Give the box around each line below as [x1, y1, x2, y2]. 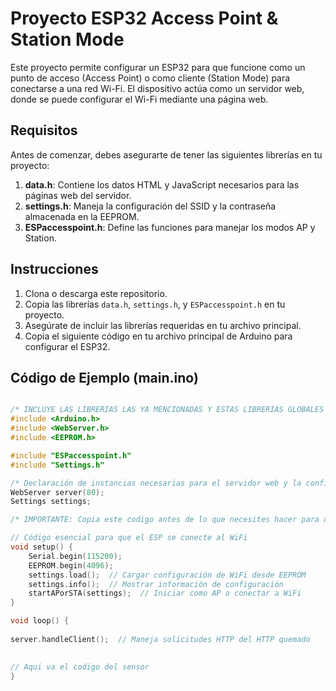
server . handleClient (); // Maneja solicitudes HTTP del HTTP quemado [10, 634, 311, 644]
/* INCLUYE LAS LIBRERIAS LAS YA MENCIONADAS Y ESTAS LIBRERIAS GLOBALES [10, 405, 325, 415]
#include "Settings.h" [10, 460, 105, 470]
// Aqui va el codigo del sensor [10, 662, 150, 672]
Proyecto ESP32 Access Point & [10, 7, 279, 30]
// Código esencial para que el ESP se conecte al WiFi [10, 533, 248, 543]
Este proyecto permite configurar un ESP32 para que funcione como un [10, 61, 306, 73]
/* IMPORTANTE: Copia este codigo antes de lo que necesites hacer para [10, 515, 320, 525]
